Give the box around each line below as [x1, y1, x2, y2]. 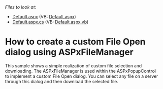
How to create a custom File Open [5, 36, 146, 47]
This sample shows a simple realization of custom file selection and [5, 62, 142, 68]
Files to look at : [5, 4, 36, 10]
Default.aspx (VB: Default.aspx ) [12, 14, 76, 19]
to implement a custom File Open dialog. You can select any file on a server [5, 73, 159, 79]
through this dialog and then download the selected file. [5, 78, 119, 84]
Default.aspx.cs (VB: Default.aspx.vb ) [12, 19, 89, 25]
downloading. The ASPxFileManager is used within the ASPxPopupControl [5, 68, 156, 74]
